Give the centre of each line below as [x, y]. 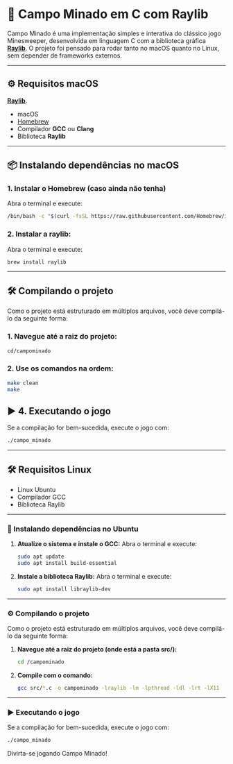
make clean [23, 383]
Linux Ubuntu [36, 490]
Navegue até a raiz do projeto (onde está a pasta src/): [97, 650]
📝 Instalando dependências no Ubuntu [73, 529]
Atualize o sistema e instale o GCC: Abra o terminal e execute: [107, 544]
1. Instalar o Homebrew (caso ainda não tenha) [87, 189]
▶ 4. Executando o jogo [59, 411]
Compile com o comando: [55, 675]
